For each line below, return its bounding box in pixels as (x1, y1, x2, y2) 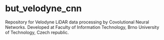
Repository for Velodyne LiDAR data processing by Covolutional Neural (5, 19, 149, 25)
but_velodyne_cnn (5, 3, 82, 14)
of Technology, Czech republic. (5, 29, 69, 35)
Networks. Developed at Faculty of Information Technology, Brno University (5, 24, 160, 30)
